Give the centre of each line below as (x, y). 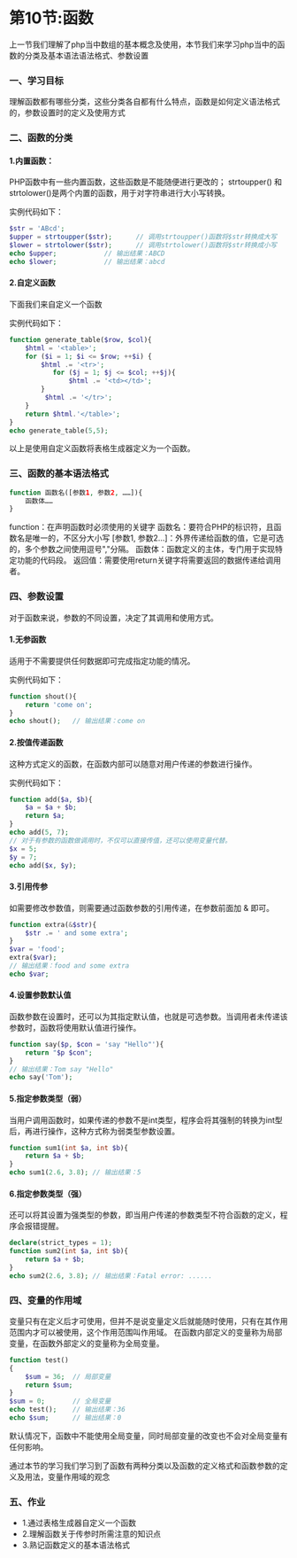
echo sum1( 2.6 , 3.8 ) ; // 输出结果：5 (75, 1172)
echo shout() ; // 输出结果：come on (77, 721)
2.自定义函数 (32, 283)
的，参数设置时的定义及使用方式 (67, 113)
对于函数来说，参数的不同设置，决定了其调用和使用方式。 (114, 618)
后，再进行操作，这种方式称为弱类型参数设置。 (94, 1131)
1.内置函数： (32, 160)
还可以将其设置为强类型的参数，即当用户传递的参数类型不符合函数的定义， (145, 1215)
